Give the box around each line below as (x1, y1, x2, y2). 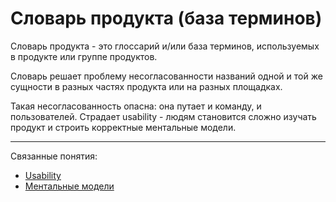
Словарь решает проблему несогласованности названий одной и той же (10, 70, 323, 82)
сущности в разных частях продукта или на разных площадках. (10, 80, 283, 92)
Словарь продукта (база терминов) (10, 7, 323, 30)
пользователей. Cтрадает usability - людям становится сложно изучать (10, 110, 317, 122)
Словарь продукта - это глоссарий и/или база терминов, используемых (10, 40, 320, 52)
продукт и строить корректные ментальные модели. (10, 121, 237, 133)
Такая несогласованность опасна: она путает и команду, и (10, 100, 262, 112)
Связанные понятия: (10, 150, 98, 162)
